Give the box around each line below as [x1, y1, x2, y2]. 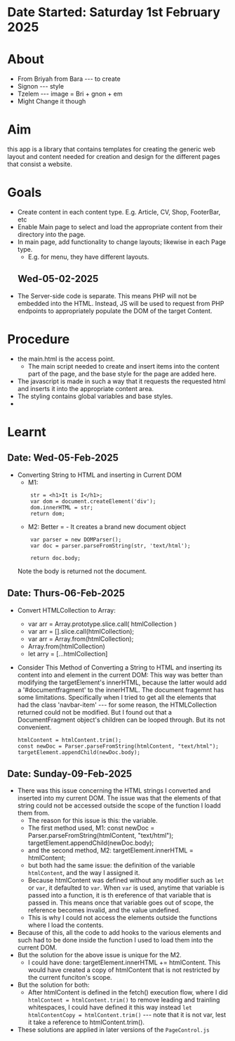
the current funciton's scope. [27, 973, 112, 982]
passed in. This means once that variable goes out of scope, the [27, 898, 214, 907]
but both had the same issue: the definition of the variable [27, 861, 195, 869]
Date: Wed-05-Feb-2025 [7, 452, 119, 464]
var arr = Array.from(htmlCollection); [27, 634, 134, 643]
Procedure [7, 331, 70, 347]
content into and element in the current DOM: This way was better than [17, 670, 223, 679]
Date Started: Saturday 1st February [7, 4, 221, 20]
